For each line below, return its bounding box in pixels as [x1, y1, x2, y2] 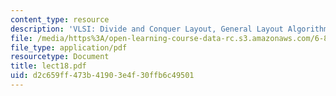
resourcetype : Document [10, 52, 110, 62]
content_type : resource [10, 14, 110, 25]
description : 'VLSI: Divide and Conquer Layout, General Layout [10, 24, 284, 34]
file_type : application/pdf [10, 42, 128, 53]
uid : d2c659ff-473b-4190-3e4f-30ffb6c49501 [10, 71, 195, 81]
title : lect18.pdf [10, 61, 87, 71]
